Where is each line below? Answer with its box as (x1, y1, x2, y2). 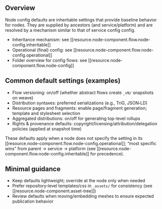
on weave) (12, 95, 34, 100)
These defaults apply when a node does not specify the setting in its (5, 135, 143, 141)
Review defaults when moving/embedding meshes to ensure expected (12, 193, 154, 199)
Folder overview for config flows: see (12, 57, 87, 63)
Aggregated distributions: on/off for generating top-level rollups (12, 115, 141, 121)
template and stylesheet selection (12, 110, 81, 116)
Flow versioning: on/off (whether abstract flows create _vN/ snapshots (12, 90, 154, 95)
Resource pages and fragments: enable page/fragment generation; (12, 105, 147, 111)
